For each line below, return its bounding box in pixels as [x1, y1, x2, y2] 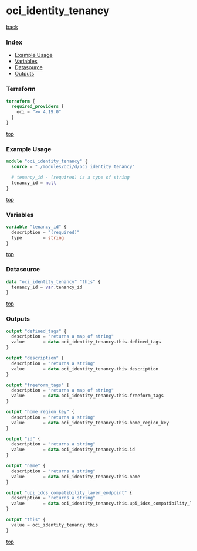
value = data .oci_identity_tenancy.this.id [11, 447, 135, 453]
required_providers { [11, 104, 64, 110]
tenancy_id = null [11, 180, 57, 186]
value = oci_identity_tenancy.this [11, 522, 98, 528]
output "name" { [6, 463, 46, 469]
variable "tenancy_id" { [6, 224, 67, 230]
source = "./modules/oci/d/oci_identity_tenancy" [11, 164, 135, 170]
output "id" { [6, 436, 41, 442]
